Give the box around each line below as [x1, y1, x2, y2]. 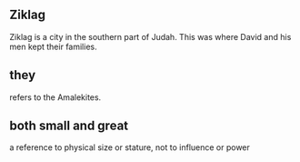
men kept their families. [9, 41, 97, 52]
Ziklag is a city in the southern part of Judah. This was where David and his [9, 31, 292, 42]
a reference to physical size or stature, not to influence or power [9, 142, 250, 153]
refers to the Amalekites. [9, 91, 102, 103]
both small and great [9, 118, 129, 134]
